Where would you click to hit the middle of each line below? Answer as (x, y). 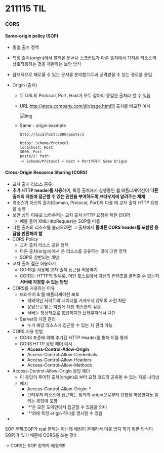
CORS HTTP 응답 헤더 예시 (46, 343)
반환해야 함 (32, 233)
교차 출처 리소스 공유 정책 (44, 245)
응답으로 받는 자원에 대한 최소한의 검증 (64, 306)
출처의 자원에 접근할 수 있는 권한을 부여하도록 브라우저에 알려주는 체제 (79, 196)
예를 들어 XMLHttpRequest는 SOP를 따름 (60, 221)
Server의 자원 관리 (38, 319)
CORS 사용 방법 (28, 331)
